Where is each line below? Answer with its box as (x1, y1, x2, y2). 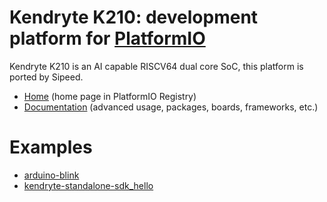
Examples (9, 136, 93, 159)
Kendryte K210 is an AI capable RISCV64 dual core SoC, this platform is (9, 60, 304, 72)
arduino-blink (23, 169, 80, 181)
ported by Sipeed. (9, 71, 84, 83)
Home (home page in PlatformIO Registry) (23, 90, 197, 102)
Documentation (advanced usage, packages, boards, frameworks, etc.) (23, 101, 319, 113)
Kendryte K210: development (9, 6, 259, 29)
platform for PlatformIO (9, 27, 206, 50)
